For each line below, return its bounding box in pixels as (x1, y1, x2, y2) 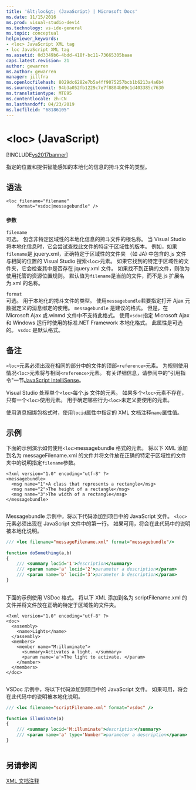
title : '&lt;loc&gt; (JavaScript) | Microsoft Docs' (6, 8, 138, 15)
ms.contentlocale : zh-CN (6, 96, 67, 101)
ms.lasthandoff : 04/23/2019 (6, 101, 75, 107)
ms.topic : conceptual (6, 30, 59, 36)
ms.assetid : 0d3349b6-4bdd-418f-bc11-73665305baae (6, 52, 133, 58)
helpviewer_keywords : (6, 36, 59, 42)
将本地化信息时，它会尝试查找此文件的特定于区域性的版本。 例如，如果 (6, 243, 177, 250)
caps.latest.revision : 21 (6, 57, 69, 63)
